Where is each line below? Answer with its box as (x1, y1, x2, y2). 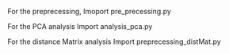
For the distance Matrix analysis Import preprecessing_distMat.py (7, 37, 221, 46)
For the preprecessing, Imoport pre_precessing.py (7, 7, 172, 16)
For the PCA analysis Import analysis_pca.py (7, 22, 153, 31)
